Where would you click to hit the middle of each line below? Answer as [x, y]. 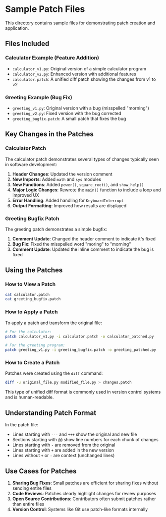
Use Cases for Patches [41, 471]
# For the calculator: [28, 332]
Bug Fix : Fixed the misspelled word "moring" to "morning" [72, 244]
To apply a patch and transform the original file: [54, 323]
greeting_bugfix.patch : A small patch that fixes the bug [69, 118]
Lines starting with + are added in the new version [63, 450]
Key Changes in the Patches [50, 134]
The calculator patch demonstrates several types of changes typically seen [82, 159]
